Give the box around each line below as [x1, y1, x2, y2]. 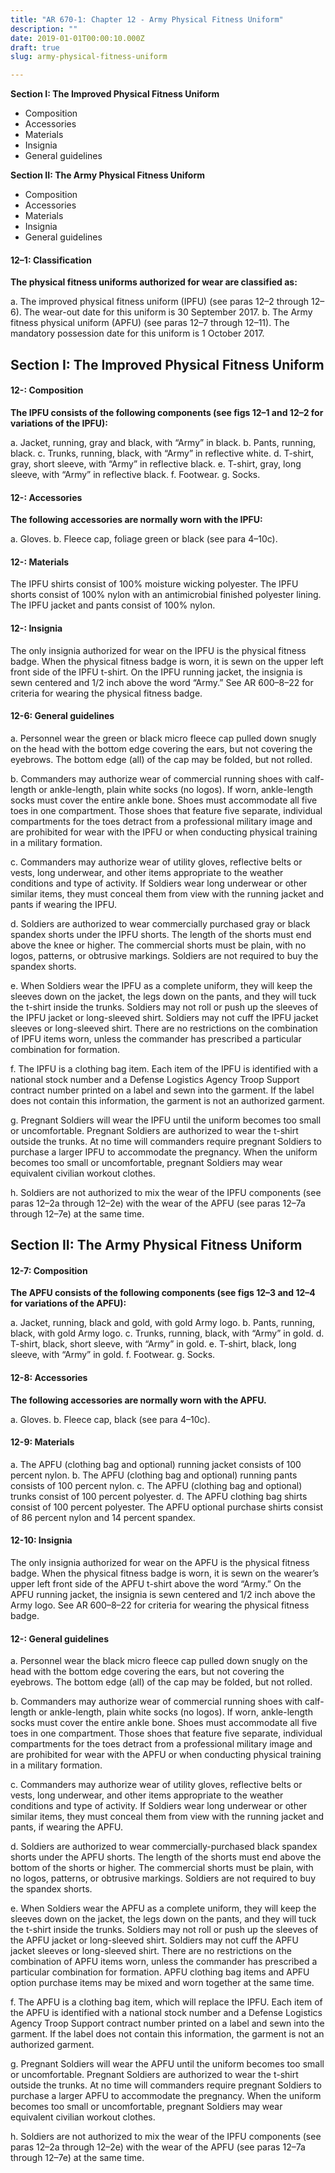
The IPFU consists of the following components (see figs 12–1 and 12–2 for [10, 406, 324, 418]
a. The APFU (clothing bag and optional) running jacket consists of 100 [10, 1458, 302, 1470]
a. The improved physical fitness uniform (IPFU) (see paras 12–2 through [10, 296, 310, 308]
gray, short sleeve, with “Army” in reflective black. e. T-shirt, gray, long [10, 457, 302, 470]
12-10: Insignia [10, 1534, 73, 1546]
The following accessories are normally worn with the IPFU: [10, 514, 263, 526]
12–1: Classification [10, 254, 92, 266]
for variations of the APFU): [10, 1297, 127, 1310]
